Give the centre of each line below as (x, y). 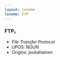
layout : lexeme (20, 10)
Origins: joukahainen (32, 52)
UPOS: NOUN (25, 47)
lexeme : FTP (16, 14)
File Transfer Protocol (33, 41)
